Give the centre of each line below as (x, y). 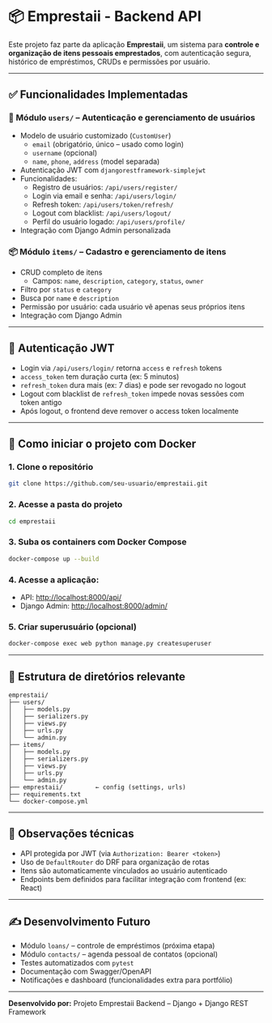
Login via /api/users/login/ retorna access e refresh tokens (121, 368)
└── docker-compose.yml (49, 801)
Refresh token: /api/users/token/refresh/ (103, 204)
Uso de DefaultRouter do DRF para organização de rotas (115, 862)
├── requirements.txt (45, 794)
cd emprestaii (32, 521)
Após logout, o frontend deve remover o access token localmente (129, 411)
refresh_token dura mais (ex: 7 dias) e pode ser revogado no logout (133, 385)
